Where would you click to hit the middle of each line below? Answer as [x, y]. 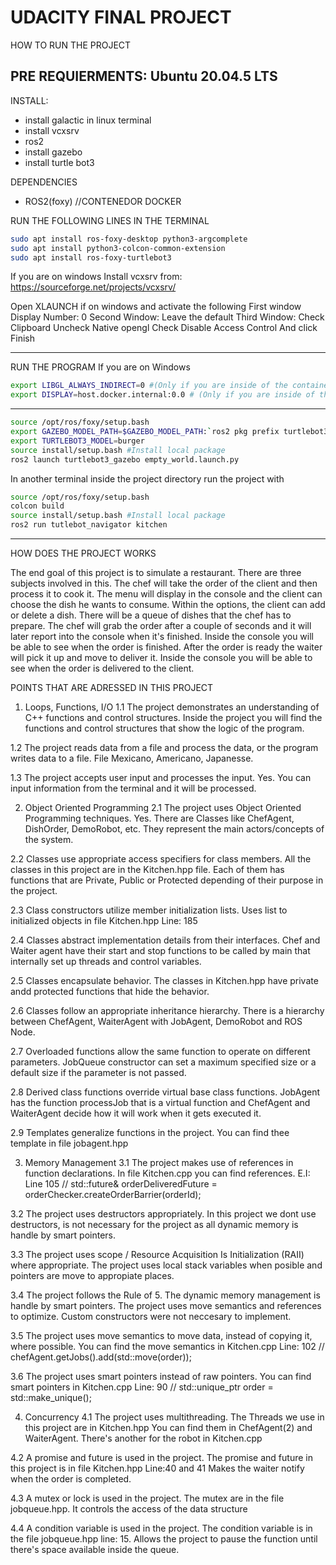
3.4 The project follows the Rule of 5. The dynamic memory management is [165, 1295]
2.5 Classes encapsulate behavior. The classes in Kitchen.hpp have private [164, 980]
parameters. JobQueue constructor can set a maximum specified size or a [163, 1062]
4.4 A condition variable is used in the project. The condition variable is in [161, 1528]
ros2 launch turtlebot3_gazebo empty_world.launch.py [125, 459]
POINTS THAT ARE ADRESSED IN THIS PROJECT [112, 687]
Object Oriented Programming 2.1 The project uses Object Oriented [163, 807]
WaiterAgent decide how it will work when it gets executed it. [136, 1113]
